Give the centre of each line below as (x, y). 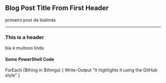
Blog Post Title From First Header (57, 8)
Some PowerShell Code (30, 59)
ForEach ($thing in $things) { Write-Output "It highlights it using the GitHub (81, 70)
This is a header (25, 37)
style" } (13, 75)
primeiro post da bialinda (30, 20)
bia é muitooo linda (24, 48)
